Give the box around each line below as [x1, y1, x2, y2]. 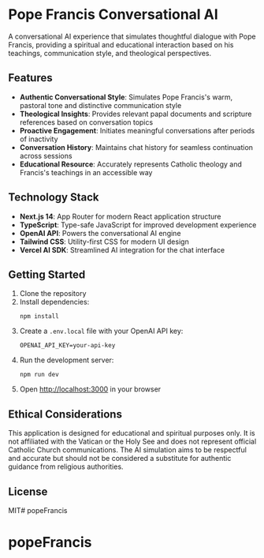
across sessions [19, 151, 73, 160]
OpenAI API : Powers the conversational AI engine [19, 228, 181, 238]
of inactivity [19, 134, 58, 144]
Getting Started [8, 268, 86, 281]
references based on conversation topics [19, 117, 154, 127]
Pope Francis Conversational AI [8, 6, 218, 24]
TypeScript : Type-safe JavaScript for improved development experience [19, 219, 257, 230]
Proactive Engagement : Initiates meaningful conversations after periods [19, 125, 255, 135]
